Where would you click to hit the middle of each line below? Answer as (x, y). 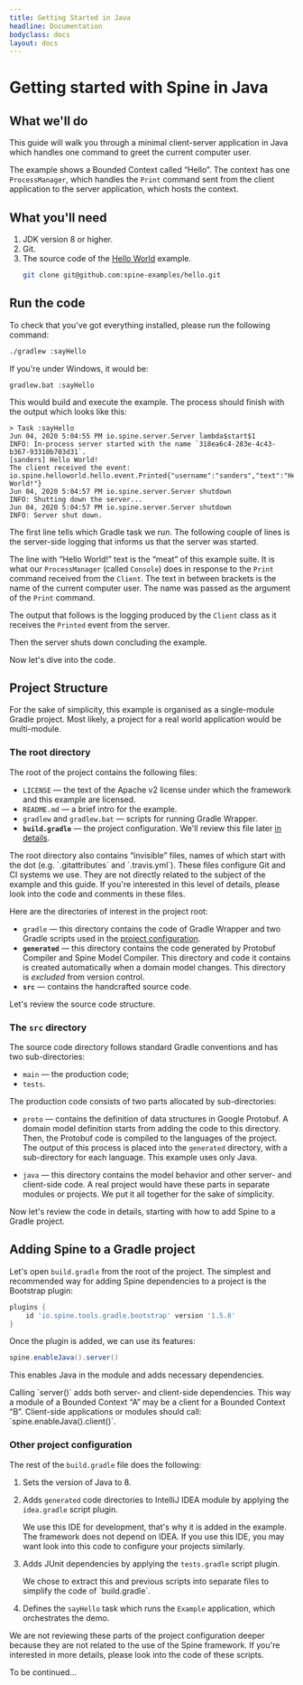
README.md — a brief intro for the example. (100, 809)
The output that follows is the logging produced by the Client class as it (143, 615)
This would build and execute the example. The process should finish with (147, 402)
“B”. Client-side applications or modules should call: (106, 1412)
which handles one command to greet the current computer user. (131, 152)
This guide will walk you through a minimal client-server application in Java (149, 143)
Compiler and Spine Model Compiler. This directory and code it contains (156, 957)
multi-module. (35, 729)
